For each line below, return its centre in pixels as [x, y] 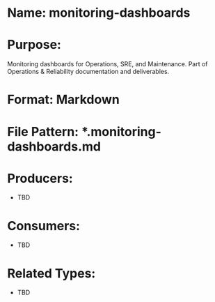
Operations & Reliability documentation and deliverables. [88, 72]
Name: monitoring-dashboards [99, 13]
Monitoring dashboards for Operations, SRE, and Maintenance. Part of [107, 64]
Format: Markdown [63, 100]
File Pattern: [43, 131]
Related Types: [51, 273]
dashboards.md [54, 146]
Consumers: [44, 226]
